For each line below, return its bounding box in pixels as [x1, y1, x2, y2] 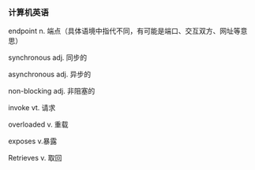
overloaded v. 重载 [8, 120, 69, 129]
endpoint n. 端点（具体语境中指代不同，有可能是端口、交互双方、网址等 [8, 26, 241, 36]
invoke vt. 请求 [8, 103, 56, 113]
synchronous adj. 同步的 [8, 53, 88, 62]
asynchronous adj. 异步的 [8, 69, 92, 79]
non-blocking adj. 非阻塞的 [8, 87, 96, 96]
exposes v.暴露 [8, 136, 58, 146]
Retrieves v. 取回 [8, 153, 62, 163]
